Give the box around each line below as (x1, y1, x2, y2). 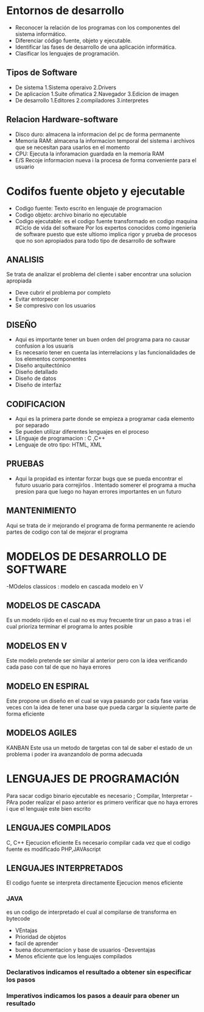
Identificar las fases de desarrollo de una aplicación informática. (15, 43, 177, 51)
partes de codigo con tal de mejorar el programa (6, 528, 128, 536)
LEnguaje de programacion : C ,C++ (15, 434, 105, 442)
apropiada (6, 277, 32, 284)
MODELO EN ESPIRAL (6, 681, 90, 691)
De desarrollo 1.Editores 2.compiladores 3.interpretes (15, 96, 149, 104)
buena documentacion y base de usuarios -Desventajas (15, 946, 156, 953)
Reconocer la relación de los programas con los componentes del (15, 24, 180, 31)
